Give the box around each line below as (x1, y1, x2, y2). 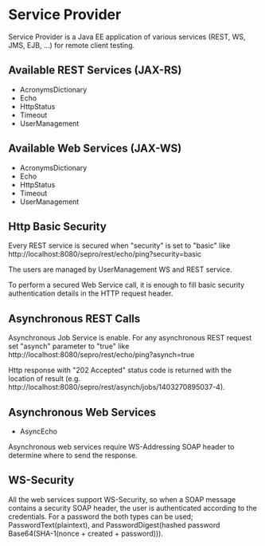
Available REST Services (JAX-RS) (8, 64, 182, 77)
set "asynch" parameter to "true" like (8, 341, 130, 352)
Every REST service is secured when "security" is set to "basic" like (8, 241, 231, 250)
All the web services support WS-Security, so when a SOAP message (8, 494, 236, 504)
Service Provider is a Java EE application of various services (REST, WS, (8, 32, 246, 41)
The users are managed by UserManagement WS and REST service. (8, 265, 232, 274)
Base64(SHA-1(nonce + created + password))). (8, 528, 163, 538)
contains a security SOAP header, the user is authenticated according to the (8, 503, 257, 513)
